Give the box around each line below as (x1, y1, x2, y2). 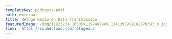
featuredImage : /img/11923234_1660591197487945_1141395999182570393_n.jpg (5, 21, 168, 27)
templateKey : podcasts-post (5, 7, 66, 13)
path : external (5, 12, 38, 17)
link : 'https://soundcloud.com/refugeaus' (5, 26, 97, 31)
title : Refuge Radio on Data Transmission (5, 17, 97, 22)
